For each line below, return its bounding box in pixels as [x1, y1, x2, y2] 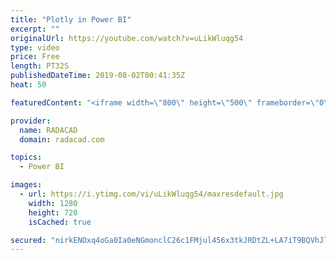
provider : [10, 116, 52, 126]
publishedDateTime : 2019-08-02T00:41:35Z [10, 71, 186, 81]
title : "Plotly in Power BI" [10, 14, 132, 25]
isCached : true [28, 217, 92, 227]
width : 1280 [28, 198, 78, 208]
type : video [10, 42, 60, 53]
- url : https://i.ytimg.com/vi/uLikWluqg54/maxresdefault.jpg [19, 189, 284, 199]
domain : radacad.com [19, 134, 105, 145]
